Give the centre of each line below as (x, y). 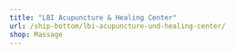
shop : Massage (36, 34)
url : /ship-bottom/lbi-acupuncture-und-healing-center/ (117, 26)
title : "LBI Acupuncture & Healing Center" (93, 18)
